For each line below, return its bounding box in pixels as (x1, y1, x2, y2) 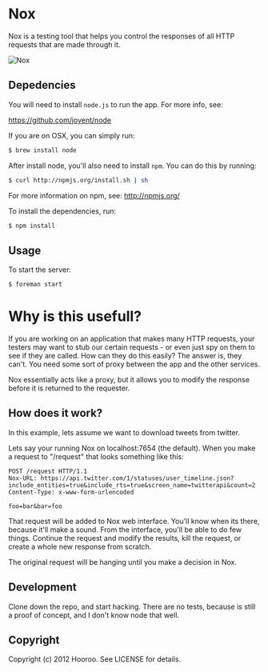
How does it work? (8, 406, 103, 420)
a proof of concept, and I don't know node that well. (8, 610, 180, 620)
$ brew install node (8, 146, 78, 154)
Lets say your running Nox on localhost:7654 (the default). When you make (8, 443, 256, 453)
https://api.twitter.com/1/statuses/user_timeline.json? (40, 474, 234, 482)
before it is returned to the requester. (8, 383, 130, 393)
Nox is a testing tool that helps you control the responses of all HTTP (8, 31, 235, 41)
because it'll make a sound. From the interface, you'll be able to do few (8, 525, 242, 534)
